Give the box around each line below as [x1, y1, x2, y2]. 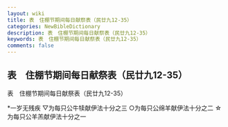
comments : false [7, 42, 54, 49]
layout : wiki [7, 10, 45, 17]
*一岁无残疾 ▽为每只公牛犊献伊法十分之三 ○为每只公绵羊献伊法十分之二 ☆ [7, 104, 222, 112]
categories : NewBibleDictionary [7, 23, 100, 30]
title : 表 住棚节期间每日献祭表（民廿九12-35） [7, 17, 133, 23]
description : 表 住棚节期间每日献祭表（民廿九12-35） [7, 29, 151, 37]
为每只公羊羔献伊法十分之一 [7, 112, 87, 121]
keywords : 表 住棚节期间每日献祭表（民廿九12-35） [7, 36, 142, 43]
